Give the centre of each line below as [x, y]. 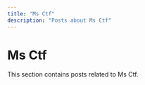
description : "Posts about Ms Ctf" [59, 20]
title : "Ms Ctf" [31, 14]
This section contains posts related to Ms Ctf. [73, 74]
